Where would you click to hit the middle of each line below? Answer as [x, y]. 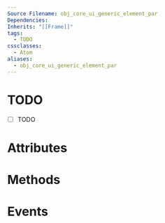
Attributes [37, 148]
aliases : [20, 59]
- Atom [23, 53]
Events [28, 212]
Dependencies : [28, 20]
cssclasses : [24, 46]
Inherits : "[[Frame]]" [40, 26]
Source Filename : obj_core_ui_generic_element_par [82, 14]
